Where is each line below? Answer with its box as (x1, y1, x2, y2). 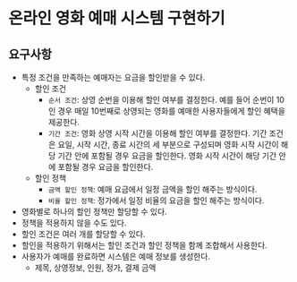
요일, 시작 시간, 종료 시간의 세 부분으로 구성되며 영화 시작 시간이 (57, 140, 279, 150)
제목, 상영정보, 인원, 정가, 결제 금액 (34, 262, 157, 273)
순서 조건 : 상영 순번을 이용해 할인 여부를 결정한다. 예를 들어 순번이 (47, 95, 275, 105)
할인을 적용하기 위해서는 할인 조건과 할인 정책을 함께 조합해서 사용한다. (21, 240, 267, 251)
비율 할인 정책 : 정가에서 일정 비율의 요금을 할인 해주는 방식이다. (47, 195, 265, 206)
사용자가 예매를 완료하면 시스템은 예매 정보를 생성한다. (21, 252, 211, 261)
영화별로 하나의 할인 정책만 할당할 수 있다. (21, 207, 167, 217)
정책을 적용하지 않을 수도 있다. (21, 218, 127, 228)
